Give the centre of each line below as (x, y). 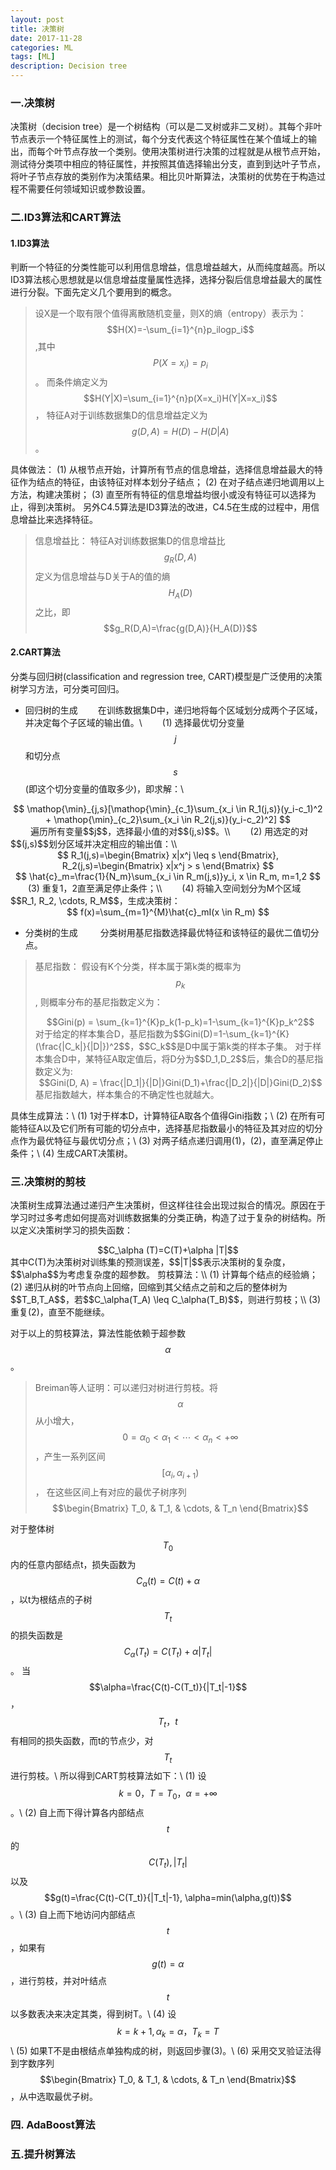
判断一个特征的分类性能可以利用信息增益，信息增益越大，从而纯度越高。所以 (168, 267)
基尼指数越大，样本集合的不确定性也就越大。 (127, 1094)
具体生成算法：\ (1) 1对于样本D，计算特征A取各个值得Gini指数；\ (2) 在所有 (163, 1115)
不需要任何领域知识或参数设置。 (84, 189)
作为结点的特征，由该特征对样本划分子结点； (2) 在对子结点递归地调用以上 (171, 482)
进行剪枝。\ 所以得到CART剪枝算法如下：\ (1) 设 (108, 1776)
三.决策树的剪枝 (48, 1181)
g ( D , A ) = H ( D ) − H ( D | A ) (180, 432)
